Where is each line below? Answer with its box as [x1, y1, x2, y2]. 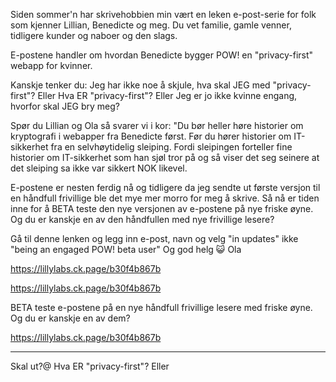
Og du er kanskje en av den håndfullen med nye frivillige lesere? [10, 214, 275, 225]
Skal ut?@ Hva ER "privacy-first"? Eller [10, 360, 170, 372]
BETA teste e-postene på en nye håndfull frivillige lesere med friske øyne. [10, 302, 313, 313]
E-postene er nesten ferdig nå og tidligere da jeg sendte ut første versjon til [10, 182, 321, 193]
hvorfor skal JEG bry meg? [10, 100, 121, 112]
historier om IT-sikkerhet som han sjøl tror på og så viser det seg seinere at [10, 152, 320, 163]
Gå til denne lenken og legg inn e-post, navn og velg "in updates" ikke [10, 233, 299, 244]
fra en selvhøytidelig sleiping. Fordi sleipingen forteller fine [50, 141, 293, 153]
